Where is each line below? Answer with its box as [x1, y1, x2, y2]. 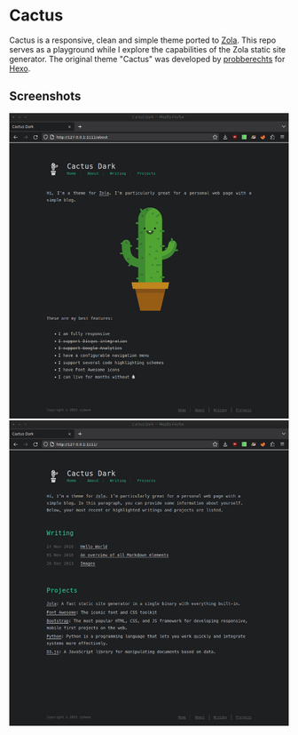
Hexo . [9, 63, 31, 74]
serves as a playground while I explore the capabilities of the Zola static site [9, 44, 286, 54]
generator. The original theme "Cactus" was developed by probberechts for [9, 53, 286, 64]
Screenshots [9, 89, 82, 104]
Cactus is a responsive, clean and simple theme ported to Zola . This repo [9, 35, 277, 45]
